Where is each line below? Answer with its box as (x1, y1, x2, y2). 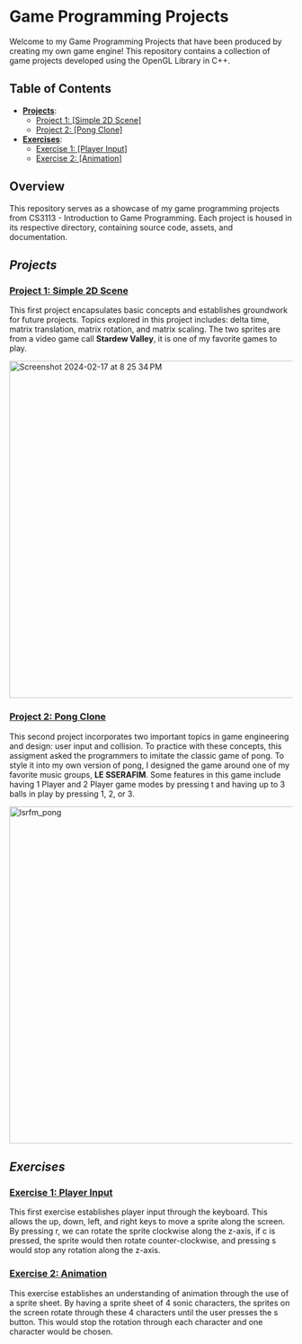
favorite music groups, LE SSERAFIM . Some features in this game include (9, 769, 281, 779)
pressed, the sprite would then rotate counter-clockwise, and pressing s (9, 1235, 277, 1246)
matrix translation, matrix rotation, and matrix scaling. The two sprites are (9, 324, 281, 334)
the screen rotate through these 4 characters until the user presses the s (9, 1306, 279, 1318)
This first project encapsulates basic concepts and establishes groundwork (9, 305, 289, 316)
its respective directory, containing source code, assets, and (9, 222, 234, 233)
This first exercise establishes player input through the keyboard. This (9, 1206, 268, 1217)
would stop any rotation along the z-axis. (9, 1245, 161, 1256)
